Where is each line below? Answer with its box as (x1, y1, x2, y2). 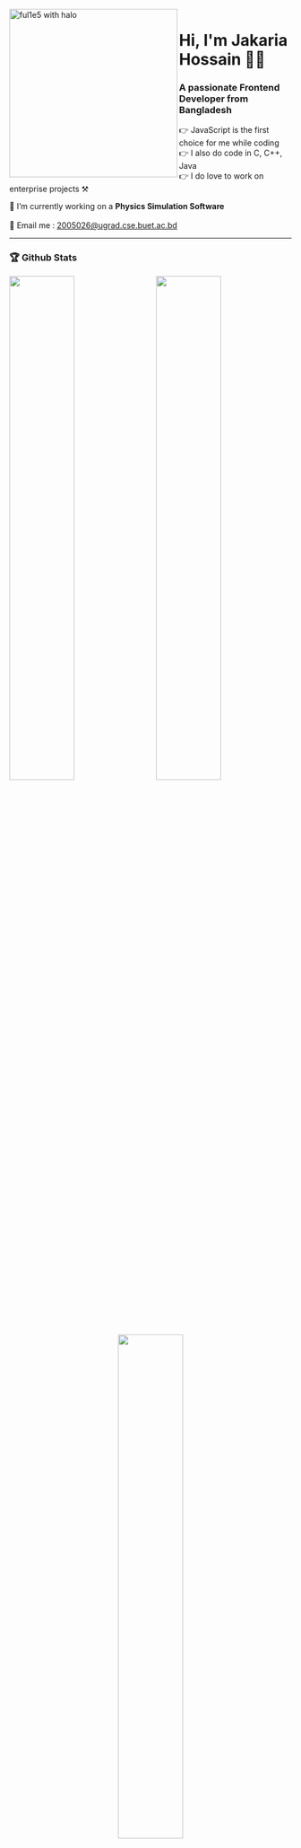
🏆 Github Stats (9, 251, 78, 264)
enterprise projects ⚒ (9, 183, 90, 195)
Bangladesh (178, 104, 233, 117)
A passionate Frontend (178, 82, 280, 94)
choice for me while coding (178, 137, 279, 148)
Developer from (178, 92, 249, 105)
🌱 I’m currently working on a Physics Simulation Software (9, 201, 225, 212)
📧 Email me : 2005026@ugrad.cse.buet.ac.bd (9, 220, 177, 231)
